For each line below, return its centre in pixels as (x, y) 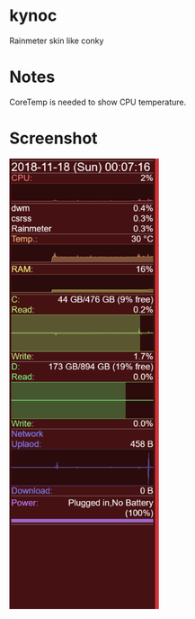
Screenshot (53, 138)
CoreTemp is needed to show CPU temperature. (98, 102)
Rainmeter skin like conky (57, 41)
